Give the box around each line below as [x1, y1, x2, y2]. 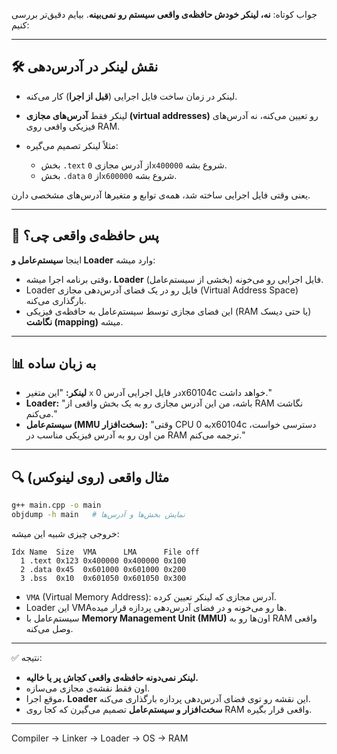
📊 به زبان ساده [11, 355, 97, 373]
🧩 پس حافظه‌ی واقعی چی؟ [11, 227, 159, 244]
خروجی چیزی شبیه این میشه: [11, 528, 120, 539]
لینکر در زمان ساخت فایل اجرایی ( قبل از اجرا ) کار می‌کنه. [25, 90, 238, 102]
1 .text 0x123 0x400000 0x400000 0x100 [20, 556, 187, 566]
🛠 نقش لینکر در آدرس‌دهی [11, 59, 159, 76]
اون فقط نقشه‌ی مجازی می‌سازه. [25, 682, 151, 694]
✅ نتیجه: [11, 652, 43, 663]
